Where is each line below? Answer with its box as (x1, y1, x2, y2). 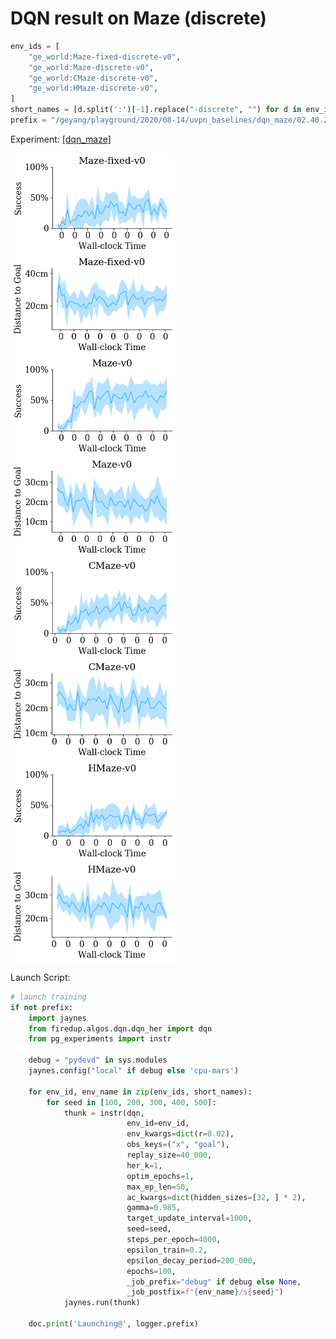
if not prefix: (10, 1002, 74, 1012)
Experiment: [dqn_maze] (10, 133, 112, 145)
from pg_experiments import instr (28, 1034, 172, 1044)
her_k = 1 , (126, 1160, 163, 1171)
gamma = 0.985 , (126, 1203, 182, 1213)
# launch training (10, 992, 87, 1002)
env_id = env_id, (126, 1118, 190, 1129)
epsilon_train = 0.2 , (126, 1245, 208, 1255)
